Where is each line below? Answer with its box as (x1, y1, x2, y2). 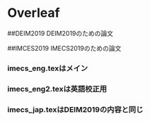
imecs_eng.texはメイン (7, 63, 88, 73)
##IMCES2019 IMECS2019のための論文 (7, 44, 122, 52)
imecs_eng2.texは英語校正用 (7, 84, 108, 94)
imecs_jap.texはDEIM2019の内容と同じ (7, 104, 144, 114)
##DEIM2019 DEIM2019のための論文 (7, 29, 114, 37)
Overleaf (7, 5, 60, 21)
